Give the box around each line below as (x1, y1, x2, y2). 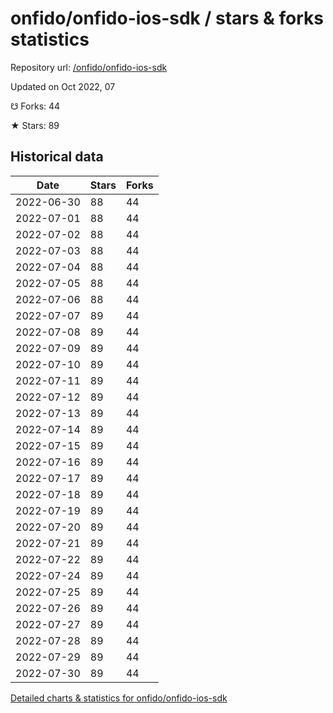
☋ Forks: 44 (10, 100, 61, 112)
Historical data (10, 148, 104, 166)
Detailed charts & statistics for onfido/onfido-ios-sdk (10, 692, 228, 704)
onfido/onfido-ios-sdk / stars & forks (10, 7, 324, 30)
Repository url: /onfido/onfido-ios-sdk (10, 61, 168, 73)
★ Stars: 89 (10, 119, 60, 131)
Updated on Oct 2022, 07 (10, 80, 116, 92)
